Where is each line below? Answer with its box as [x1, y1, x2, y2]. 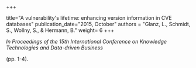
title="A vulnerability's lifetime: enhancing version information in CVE [6, 15, 172, 21]
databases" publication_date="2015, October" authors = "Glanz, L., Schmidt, [6, 21, 191, 27]
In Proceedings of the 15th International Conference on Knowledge [6, 38, 167, 45]
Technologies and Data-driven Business [6, 44, 104, 51]
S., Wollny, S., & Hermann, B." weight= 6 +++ [6, 27, 115, 34]
